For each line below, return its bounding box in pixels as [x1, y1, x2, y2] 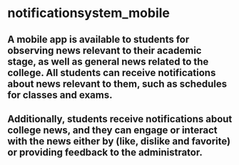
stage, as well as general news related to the [7, 55, 209, 68]
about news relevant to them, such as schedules [7, 78, 227, 90]
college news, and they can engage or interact [7, 124, 218, 136]
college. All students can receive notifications [7, 66, 216, 79]
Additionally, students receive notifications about [7, 112, 233, 125]
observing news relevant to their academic [7, 44, 202, 56]
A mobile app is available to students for [7, 33, 190, 46]
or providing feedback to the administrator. [7, 146, 203, 158]
